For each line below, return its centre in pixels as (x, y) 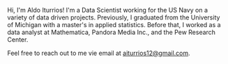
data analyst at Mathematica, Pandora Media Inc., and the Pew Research (112, 32)
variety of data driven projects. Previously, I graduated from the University (114, 17)
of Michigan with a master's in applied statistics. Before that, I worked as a (114, 25)
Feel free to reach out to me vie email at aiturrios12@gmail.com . (99, 53)
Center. (18, 40)
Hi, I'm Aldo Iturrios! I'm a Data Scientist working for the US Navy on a (107, 10)
